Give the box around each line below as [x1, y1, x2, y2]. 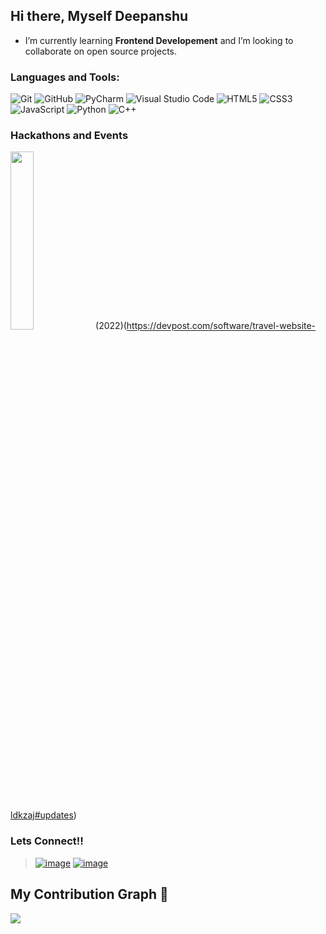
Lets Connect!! [10, 834, 84, 848]
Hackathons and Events [10, 129, 129, 143]
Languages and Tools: [10, 70, 120, 84]
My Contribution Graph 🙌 [10, 886, 169, 903]
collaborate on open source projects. [24, 45, 178, 57]
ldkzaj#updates [10, 809, 74, 821]
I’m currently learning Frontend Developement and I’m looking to [24, 34, 294, 46]
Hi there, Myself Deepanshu [10, 8, 189, 25]
